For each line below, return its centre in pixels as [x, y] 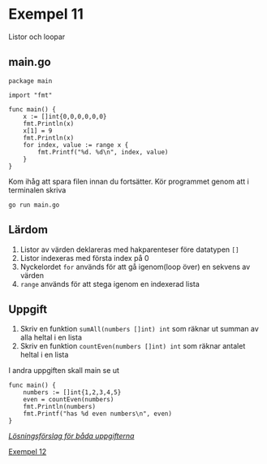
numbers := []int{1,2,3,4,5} [72, 392]
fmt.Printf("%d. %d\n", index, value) [103, 152]
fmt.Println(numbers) [59, 407]
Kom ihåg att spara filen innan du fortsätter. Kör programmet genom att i [129, 181]
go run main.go [34, 205]
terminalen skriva [37, 190]
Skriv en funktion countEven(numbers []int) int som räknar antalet [133, 346]
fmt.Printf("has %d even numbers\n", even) [98, 414]
